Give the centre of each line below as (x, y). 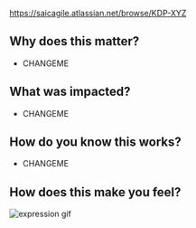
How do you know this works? (96, 142)
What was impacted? (70, 92)
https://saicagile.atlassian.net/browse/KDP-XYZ (98, 13)
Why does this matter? (75, 41)
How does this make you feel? (95, 192)
